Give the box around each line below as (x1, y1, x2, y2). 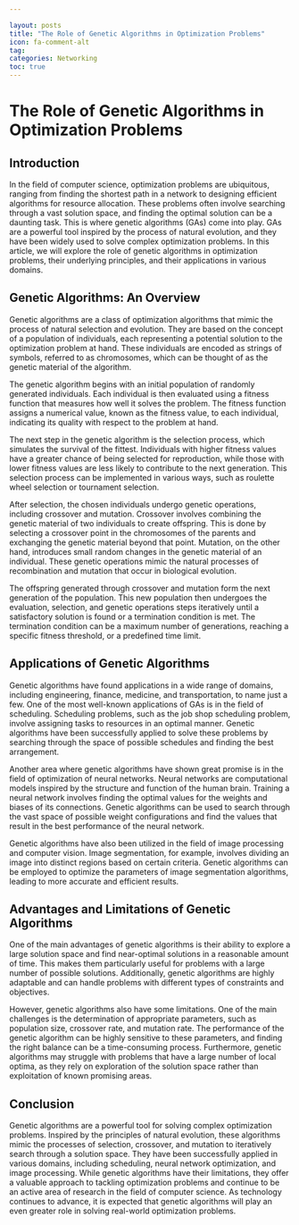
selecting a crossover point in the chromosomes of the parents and (9, 527, 256, 538)
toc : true (9, 63, 46, 71)
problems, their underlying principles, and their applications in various (9, 256, 267, 265)
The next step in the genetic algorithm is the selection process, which (9, 434, 265, 445)
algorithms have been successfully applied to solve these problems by (9, 727, 269, 738)
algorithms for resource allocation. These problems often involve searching (9, 198, 286, 208)
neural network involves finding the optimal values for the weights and (9, 792, 268, 802)
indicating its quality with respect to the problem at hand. (9, 416, 219, 427)
